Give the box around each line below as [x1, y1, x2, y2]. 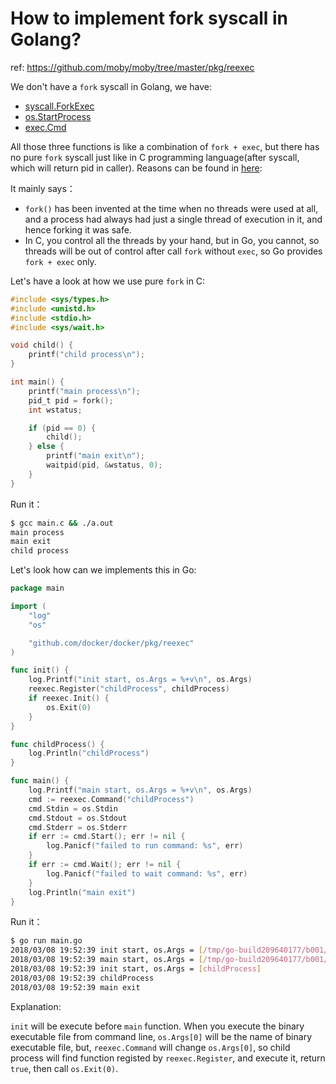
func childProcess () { [10, 739, 105, 749]
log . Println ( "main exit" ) [28, 887, 137, 897]
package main [10, 583, 65, 594]
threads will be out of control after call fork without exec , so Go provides [24, 245, 323, 257]
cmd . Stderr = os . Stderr [28, 822, 128, 832]
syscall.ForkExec [24, 100, 95, 112]
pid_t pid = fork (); [28, 395, 114, 406]
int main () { [10, 377, 65, 387]
